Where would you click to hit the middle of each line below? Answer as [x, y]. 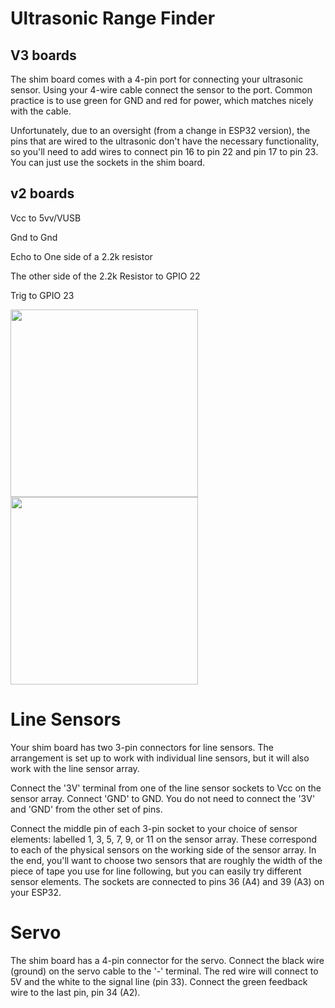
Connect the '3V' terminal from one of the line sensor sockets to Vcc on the [166, 788]
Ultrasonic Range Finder [113, 18]
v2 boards [42, 193]
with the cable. [41, 111]
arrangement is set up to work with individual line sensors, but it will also [160, 758]
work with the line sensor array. [75, 768]
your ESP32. [36, 892]
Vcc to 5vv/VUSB [46, 218]
